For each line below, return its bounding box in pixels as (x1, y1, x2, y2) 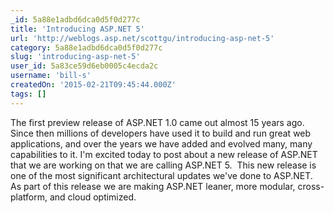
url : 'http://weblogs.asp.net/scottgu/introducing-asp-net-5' (10, 33, 275, 43)
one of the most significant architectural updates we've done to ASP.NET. (10, 169, 313, 181)
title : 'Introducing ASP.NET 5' (10, 24, 145, 34)
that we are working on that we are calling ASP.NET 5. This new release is (10, 159, 317, 171)
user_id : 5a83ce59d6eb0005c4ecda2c (10, 61, 159, 71)
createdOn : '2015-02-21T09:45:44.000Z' (10, 80, 177, 90)
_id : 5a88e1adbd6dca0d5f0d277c (10, 14, 141, 25)
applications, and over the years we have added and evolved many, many (10, 137, 313, 150)
